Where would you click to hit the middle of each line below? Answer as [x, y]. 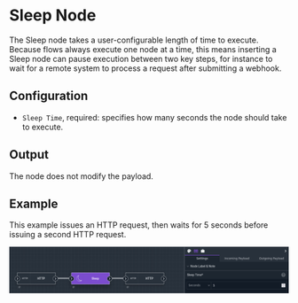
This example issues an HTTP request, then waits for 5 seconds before [139, 225]
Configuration [49, 96]
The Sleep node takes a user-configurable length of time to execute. [134, 40]
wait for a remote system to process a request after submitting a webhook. [145, 68]
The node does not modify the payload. [81, 176]
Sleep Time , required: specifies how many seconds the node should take [154, 117]
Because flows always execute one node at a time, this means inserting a [143, 49]
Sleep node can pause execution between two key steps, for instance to [141, 58]
